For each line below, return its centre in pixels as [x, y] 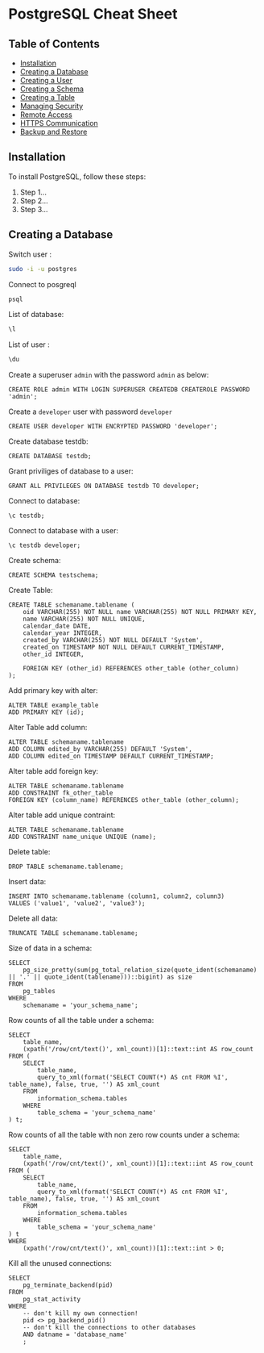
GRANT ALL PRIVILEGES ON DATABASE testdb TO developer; [104, 486]
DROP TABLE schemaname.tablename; [66, 867]
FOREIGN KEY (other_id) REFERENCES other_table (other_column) [131, 669]
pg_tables [39, 992]
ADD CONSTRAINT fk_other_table [61, 793]
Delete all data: [33, 919]
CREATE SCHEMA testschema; [54, 575]
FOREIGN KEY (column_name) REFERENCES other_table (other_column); [124, 800]
